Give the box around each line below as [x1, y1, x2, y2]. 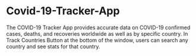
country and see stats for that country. [6, 43, 100, 50]
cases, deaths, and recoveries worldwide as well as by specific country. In [6, 30, 188, 37]
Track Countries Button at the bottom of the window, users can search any [6, 36, 188, 43]
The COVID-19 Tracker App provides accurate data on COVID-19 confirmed [6, 24, 191, 31]
